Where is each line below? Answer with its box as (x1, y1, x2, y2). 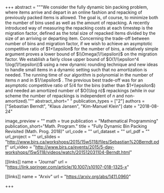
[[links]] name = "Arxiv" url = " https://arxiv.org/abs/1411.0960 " (5, 174, 131, 179)
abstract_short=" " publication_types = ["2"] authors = (35, 98, 145, 104)
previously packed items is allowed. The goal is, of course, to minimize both (5, 15, 159, 20)
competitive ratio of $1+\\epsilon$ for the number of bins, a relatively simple (5, 46, 159, 52)
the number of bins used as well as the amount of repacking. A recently (5, 20, 150, 26)
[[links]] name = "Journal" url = (5, 159, 68, 165)
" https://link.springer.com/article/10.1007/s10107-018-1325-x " (5, 164, 129, 170)
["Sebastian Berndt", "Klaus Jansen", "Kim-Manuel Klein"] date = (5, 103, 137, 109)
